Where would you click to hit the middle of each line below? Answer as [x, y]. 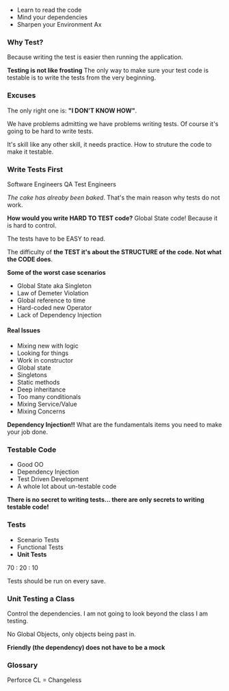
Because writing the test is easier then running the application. [95, 57]
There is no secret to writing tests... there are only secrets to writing [106, 500]
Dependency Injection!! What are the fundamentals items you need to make [114, 425]
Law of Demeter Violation [53, 293]
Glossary [23, 665]
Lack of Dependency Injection [59, 315]
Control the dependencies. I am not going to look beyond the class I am [108, 614]
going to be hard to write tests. [50, 131]
